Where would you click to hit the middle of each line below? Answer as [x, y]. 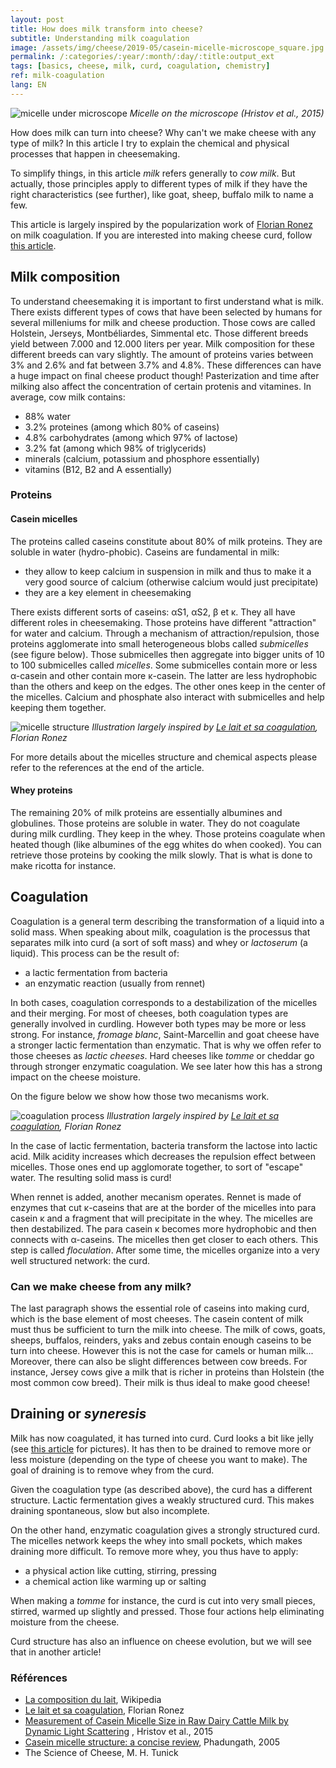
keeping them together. [58, 707]
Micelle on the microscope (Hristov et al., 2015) [227, 113]
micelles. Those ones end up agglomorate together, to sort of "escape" [157, 1167]
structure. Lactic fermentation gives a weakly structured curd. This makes [162, 1500]
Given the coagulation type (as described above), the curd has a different [161, 1489]
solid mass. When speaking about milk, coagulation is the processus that [160, 932]
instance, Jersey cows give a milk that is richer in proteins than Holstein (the [167, 1372]
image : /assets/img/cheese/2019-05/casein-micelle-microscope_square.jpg [167, 47]
